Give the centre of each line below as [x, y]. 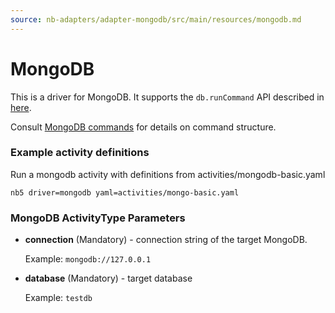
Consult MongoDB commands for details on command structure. [143, 127]
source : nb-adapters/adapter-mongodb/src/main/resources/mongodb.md [156, 19]
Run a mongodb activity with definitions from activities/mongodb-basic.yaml [168, 174]
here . [21, 107]
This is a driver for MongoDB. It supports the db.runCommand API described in [167, 97]
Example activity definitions [80, 153]
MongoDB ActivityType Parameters [98, 218]
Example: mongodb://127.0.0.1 [88, 259]
